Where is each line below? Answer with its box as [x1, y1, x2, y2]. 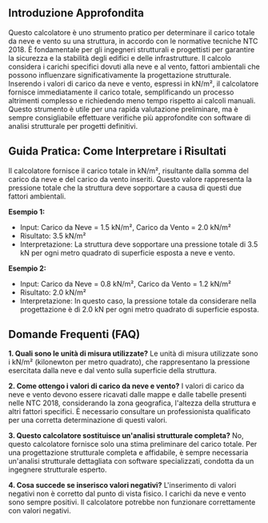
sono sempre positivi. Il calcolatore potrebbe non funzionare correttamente [8, 497, 256, 507]
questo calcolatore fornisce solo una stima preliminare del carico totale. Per [8, 440, 258, 449]
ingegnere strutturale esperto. [8, 465, 107, 475]
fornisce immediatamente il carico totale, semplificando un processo [8, 87, 234, 97]
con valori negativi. [8, 506, 71, 516]
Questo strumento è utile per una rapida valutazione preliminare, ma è [8, 104, 238, 114]
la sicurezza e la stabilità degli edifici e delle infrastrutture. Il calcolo [8, 53, 232, 62]
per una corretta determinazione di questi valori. [8, 416, 168, 425]
